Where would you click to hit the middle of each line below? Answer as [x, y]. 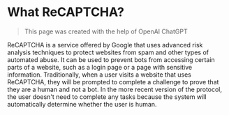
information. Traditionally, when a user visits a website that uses [99, 75]
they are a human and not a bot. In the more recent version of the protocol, [114, 89]
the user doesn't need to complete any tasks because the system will [107, 97]
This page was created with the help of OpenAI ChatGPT [106, 31]
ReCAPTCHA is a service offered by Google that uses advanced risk [105, 45]
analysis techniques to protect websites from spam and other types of [108, 52]
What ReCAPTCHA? [66, 12]
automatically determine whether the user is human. [82, 104]
